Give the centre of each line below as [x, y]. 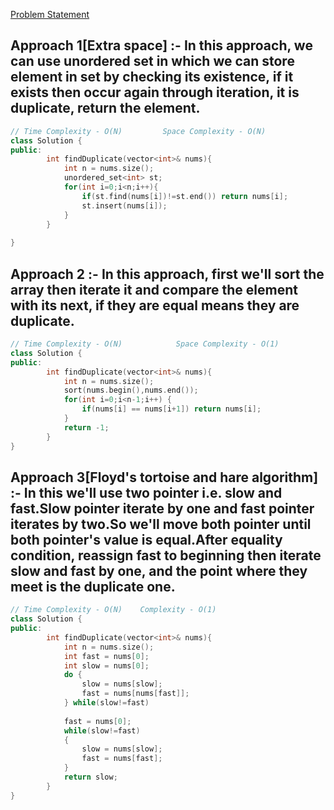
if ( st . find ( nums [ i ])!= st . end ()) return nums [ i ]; [185, 196]
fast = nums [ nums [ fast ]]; [135, 694]
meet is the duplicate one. [93, 586]
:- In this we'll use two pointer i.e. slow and [146, 492]
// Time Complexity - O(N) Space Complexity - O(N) [138, 131]
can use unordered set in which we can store [152, 61]
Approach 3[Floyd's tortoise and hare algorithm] [164, 477]
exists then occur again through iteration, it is [155, 92]
